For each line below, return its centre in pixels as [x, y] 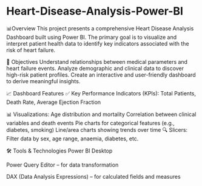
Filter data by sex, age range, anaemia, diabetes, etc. [72, 139]
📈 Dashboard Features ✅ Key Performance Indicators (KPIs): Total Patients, [101, 93]
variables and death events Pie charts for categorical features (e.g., [90, 123]
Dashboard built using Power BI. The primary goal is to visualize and [92, 37]
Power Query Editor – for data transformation [62, 165]
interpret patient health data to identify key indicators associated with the [98, 43]
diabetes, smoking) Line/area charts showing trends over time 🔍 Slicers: [97, 129]
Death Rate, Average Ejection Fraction [54, 102]
